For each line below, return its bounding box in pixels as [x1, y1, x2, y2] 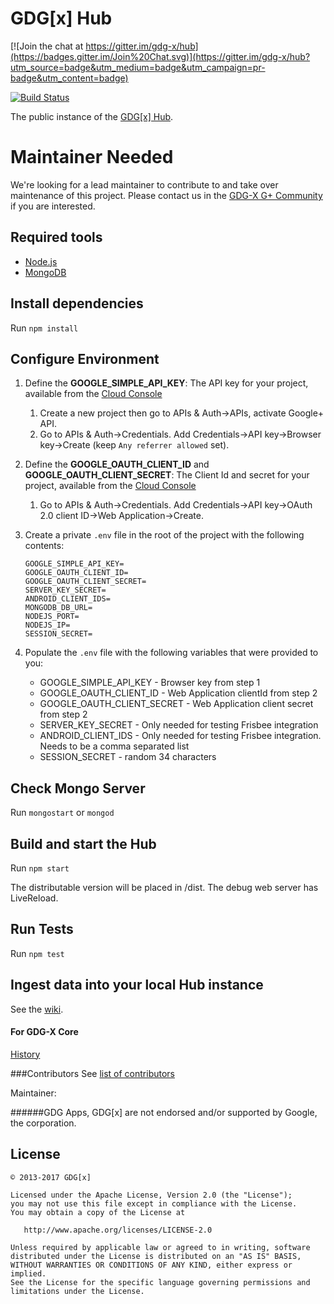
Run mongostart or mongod [10, 807, 115, 819]
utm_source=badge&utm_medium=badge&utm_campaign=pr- [10, 61, 266, 73]
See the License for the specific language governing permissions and [10, 1277, 311, 1287]
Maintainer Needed [10, 146, 174, 169]
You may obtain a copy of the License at [10, 1207, 186, 1217]
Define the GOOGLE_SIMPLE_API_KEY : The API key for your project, [24, 377, 309, 389]
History [10, 1048, 41, 1060]
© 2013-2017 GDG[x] [10, 1172, 92, 1182]
